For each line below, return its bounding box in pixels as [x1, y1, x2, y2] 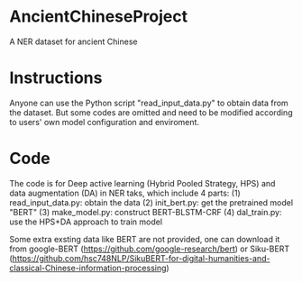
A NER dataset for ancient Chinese [9, 36, 138, 47]
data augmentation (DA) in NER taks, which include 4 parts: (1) [9, 187, 241, 198]
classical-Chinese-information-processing [9, 262, 167, 273]
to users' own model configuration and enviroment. [9, 116, 200, 127]
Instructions [9, 68, 103, 88]
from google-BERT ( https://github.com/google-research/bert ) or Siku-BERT [9, 243, 290, 254]
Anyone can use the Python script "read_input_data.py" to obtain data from [9, 97, 288, 108]
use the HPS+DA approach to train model [9, 216, 163, 227]
